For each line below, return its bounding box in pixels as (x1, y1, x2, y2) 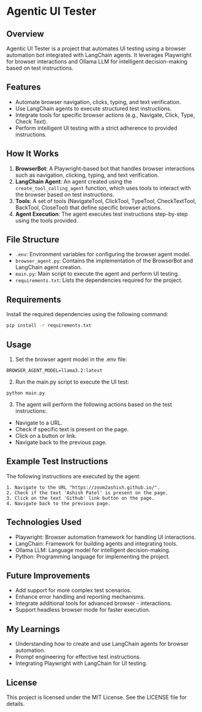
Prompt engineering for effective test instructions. (15, 653, 141, 661)
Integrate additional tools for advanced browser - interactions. (15, 599, 173, 607)
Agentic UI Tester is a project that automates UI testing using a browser (6, 45, 187, 52)
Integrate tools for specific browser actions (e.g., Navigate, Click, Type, (15, 111, 195, 119)
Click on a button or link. (15, 432, 77, 439)
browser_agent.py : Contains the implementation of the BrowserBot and (15, 257, 193, 264)
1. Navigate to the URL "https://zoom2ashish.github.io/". (6, 484, 160, 491)
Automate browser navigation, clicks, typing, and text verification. (15, 98, 181, 105)
